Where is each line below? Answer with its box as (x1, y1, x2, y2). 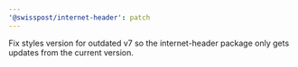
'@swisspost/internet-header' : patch (8, 13, 151, 22)
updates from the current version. (8, 46, 135, 58)
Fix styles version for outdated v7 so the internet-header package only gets (8, 38, 290, 48)
